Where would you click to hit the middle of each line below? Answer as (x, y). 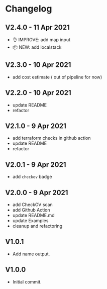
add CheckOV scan (32, 205)
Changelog (29, 9)
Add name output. (31, 254)
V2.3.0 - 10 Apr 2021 (38, 65)
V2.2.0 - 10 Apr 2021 (38, 93)
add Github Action (31, 210)
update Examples (30, 221)
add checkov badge (32, 177)
